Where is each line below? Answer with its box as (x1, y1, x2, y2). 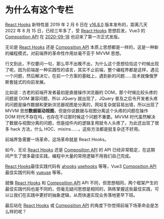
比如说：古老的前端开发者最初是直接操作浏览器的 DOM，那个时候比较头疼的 (5, 89, 158, 95)
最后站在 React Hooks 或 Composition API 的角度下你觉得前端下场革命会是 (5, 202, 155, 208)
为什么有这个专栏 (5, 4, 74, 16)
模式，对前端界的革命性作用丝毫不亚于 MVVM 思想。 (18, 50, 124, 56)
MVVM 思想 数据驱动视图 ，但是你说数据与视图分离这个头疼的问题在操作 (5, 108, 148, 113)
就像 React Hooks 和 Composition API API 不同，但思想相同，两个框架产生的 (5, 179, 159, 186)
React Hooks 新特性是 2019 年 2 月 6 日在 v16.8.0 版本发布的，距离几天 (5, 22, 148, 27)
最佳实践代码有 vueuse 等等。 (5, 169, 65, 175)
